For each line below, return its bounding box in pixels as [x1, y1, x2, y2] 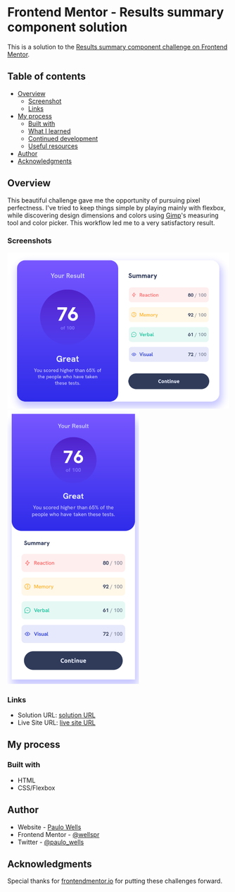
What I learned [27, 126, 71, 135]
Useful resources [27, 142, 79, 150]
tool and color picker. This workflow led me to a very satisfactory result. [7, 218, 216, 227]
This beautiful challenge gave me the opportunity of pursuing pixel [7, 195, 201, 205]
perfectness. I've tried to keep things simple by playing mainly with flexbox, [7, 203, 227, 212]
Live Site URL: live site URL [17, 718, 96, 727]
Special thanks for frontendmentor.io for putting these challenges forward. [7, 876, 223, 886]
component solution [7, 19, 128, 35]
